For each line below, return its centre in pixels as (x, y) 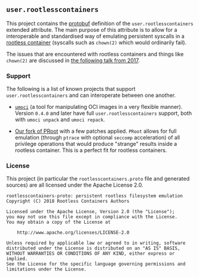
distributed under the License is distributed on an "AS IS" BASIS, (93, 248)
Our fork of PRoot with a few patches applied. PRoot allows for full (96, 131)
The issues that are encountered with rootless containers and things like (95, 54)
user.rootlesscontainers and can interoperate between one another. (91, 95)
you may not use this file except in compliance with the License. (92, 217)
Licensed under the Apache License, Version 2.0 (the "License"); (91, 212)
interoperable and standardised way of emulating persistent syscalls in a (95, 36)
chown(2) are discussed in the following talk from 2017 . (73, 60)
